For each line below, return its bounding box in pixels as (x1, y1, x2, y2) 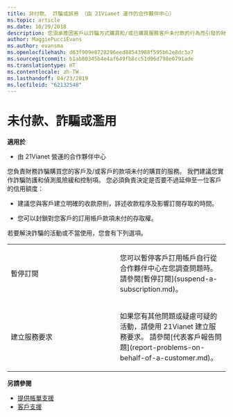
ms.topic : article (7, 17, 60, 24)
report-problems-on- (132, 343, 205, 352)
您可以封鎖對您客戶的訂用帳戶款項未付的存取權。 (17, 214, 157, 222)
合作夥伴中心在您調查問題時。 (120, 263, 218, 273)
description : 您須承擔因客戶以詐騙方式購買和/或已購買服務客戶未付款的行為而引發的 (7, 29, 221, 37)
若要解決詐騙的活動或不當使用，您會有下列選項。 (7, 229, 147, 237)
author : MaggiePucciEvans (7, 36, 82, 43)
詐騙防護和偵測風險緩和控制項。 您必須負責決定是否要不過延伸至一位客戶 (12, 176, 222, 184)
